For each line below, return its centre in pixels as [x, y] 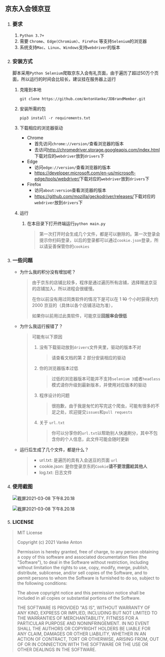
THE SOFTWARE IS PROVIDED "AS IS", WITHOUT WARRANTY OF [84, 607]
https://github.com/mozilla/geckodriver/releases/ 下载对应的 [95, 196]
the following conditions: [42, 583]
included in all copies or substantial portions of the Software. [79, 598]
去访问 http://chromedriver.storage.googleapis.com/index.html [97, 150]
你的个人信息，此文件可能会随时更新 [93, 439]
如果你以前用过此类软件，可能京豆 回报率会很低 [79, 316]
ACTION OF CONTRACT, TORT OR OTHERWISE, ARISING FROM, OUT [88, 639]
